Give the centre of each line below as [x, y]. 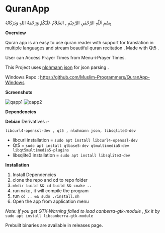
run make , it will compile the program [51, 190]
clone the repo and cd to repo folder [50, 180]
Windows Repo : [22, 77]
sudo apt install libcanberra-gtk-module [49, 216]
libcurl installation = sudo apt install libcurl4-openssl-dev [75, 140]
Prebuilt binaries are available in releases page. [54, 225]
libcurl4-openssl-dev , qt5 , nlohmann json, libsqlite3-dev [71, 131]
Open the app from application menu [51, 201]
